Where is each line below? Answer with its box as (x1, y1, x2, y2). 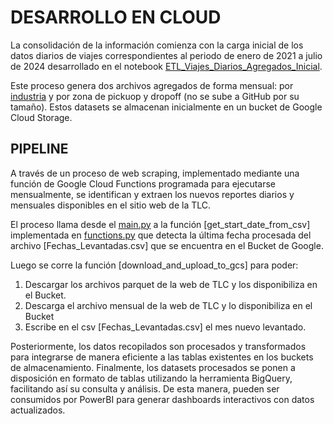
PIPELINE (10, 141, 69, 158)
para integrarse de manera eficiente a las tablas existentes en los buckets (10, 351, 314, 363)
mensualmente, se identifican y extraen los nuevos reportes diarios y (10, 188, 295, 200)
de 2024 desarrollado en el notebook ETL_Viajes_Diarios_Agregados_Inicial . (10, 60, 323, 72)
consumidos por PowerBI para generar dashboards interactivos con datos (10, 393, 315, 405)
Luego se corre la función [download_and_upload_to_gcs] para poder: (10, 259, 299, 271)
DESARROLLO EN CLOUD (10, 6, 222, 29)
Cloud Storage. (10, 111, 73, 123)
